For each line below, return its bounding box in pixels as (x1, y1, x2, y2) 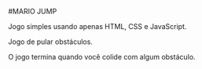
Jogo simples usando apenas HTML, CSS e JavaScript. (8, 22, 187, 31)
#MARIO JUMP (8, 7, 57, 16)
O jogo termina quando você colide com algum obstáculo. (8, 53, 196, 61)
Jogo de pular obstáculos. (8, 37, 93, 46)
